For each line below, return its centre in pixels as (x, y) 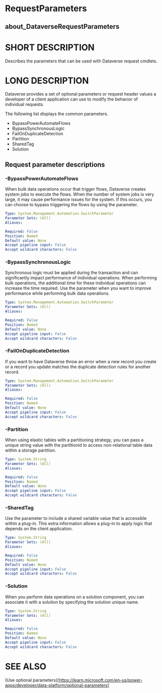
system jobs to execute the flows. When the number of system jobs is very (80, 194)
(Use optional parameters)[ (32, 680)
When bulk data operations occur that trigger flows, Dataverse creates (75, 189)
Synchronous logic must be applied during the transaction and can (72, 273)
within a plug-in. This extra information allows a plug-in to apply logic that (79, 524)
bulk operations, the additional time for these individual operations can (75, 283)
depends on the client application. (39, 529)
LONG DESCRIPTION (47, 80)
